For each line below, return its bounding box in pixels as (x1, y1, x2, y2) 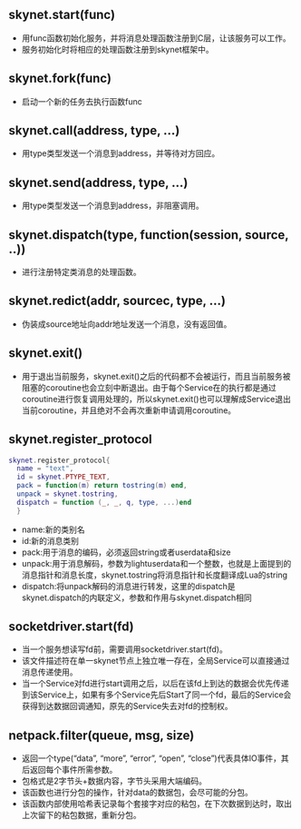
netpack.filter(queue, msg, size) (8, 727, 195, 743)
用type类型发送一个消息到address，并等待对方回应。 (21, 148, 220, 159)
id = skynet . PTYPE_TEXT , (16, 472, 111, 482)
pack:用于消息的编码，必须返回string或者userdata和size (21, 547, 231, 558)
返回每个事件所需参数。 (29, 765, 118, 775)
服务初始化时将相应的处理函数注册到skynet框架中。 (21, 44, 214, 54)
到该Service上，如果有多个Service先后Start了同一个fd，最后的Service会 (21, 689, 292, 700)
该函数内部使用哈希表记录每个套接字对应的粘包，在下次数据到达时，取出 (21, 798, 292, 809)
